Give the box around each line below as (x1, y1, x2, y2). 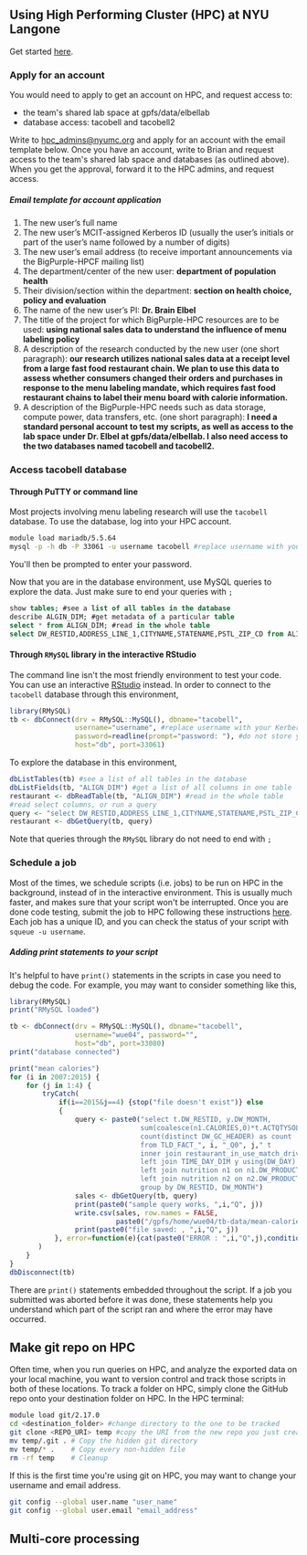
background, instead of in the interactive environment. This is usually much (9, 886, 292, 898)
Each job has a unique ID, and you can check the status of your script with (9, 915, 290, 926)
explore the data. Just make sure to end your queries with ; (9, 586, 233, 597)
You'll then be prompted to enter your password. (9, 558, 192, 569)
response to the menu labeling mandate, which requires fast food (22, 383, 276, 394)
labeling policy (22, 333, 80, 345)
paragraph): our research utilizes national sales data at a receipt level (22, 354, 291, 365)
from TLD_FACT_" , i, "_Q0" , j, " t (140, 1140, 272, 1149)
